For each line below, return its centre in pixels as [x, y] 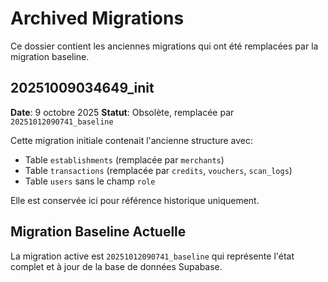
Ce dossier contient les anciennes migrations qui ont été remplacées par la [164, 46]
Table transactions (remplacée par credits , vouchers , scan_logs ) [158, 170]
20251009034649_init [82, 88]
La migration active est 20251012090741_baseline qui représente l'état [152, 256]
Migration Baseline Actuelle [98, 232]
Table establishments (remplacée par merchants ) [124, 159]
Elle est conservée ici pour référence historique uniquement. [135, 200]
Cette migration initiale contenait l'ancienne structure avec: [132, 140]
